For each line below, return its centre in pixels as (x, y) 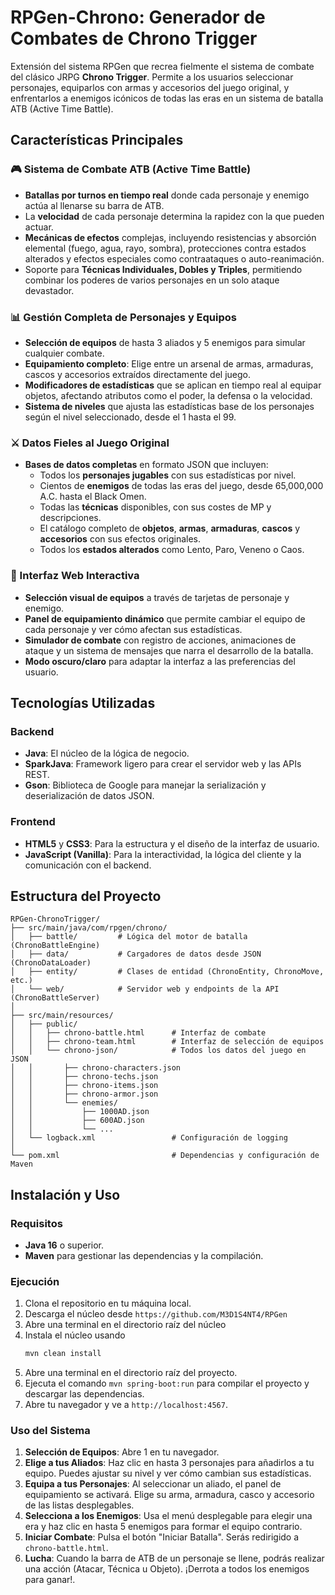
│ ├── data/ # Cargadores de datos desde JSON (136, 954)
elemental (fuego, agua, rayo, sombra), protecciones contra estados (165, 248)
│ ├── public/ (44, 1024)
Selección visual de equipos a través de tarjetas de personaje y (157, 597)
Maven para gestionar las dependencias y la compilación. (144, 1255)
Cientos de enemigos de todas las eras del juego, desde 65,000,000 (181, 486)
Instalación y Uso (65, 1194)
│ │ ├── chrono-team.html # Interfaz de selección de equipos (167, 1042)
